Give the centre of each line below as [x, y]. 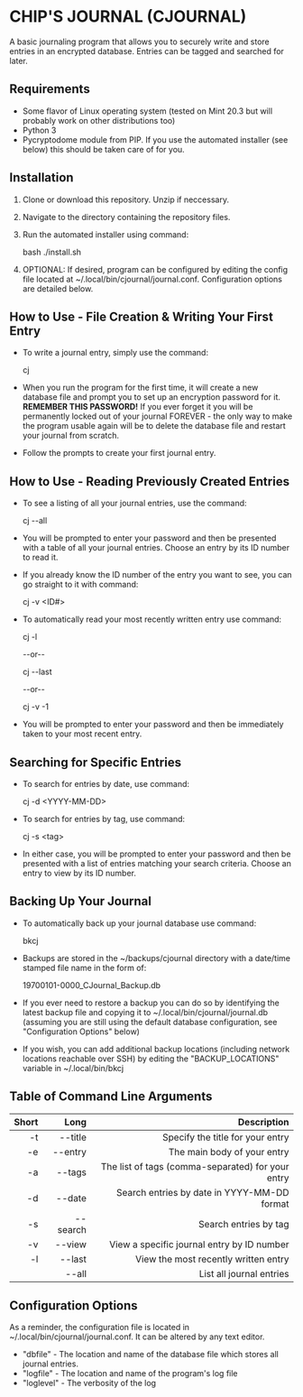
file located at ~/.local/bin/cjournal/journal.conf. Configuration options [152, 279]
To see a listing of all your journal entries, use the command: [134, 504]
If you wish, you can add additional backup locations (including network [156, 1049]
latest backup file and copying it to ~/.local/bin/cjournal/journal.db [145, 1012]
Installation [41, 178]
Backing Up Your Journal [80, 901]
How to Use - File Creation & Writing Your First [141, 316]
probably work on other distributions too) [99, 120]
